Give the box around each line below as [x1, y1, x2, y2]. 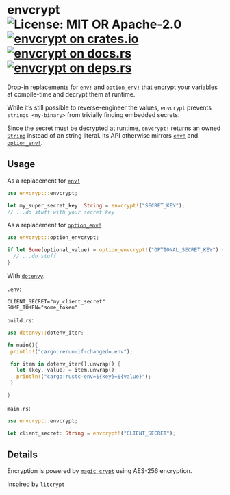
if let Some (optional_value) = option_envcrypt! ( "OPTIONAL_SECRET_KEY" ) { [7, 246, 225, 253]
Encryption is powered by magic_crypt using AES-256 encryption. [7, 467, 192, 475]
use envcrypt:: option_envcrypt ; [7, 234, 99, 241]
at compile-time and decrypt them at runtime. [7, 90, 136, 98]
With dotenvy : [7, 271, 46, 279]
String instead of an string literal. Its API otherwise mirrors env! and [7, 131, 199, 139]
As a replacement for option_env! [7, 221, 102, 229]
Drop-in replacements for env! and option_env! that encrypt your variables [7, 83, 218, 91]
